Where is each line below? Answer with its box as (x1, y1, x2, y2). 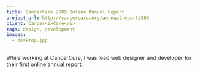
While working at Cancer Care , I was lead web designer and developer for (6, 54, 192, 61)
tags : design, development (6, 26, 75, 32)
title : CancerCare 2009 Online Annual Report (6, 9, 124, 15)
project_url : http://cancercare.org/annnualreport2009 (6, 15, 150, 21)
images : (6, 32, 26, 38)
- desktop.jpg (12, 37, 48, 43)
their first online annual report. (6, 61, 83, 68)
